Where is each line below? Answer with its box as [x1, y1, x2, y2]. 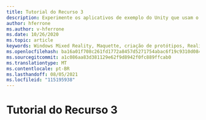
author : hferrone [6, 20, 51, 26]
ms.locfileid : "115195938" [6, 77, 75, 83]
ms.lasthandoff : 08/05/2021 [6, 71, 78, 77]
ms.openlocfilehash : [6, 49, 59, 55]
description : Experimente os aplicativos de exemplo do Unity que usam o [6, 15, 199, 21]
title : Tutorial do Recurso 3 [6, 9, 84, 15]
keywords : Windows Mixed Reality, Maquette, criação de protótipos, [6, 43, 185, 49]
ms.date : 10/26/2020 [6, 32, 59, 38]
